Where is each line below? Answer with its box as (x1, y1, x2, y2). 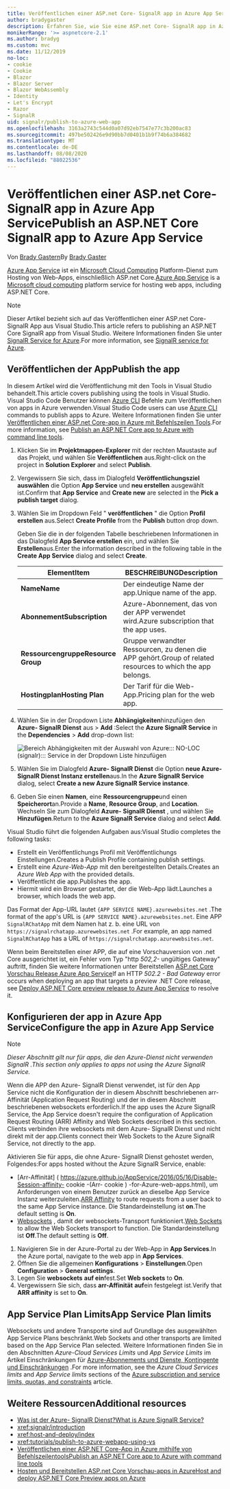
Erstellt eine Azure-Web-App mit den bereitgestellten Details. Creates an (16, 862, 220, 871)
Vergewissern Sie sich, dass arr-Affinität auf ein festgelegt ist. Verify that (16, 1281, 222, 1289)
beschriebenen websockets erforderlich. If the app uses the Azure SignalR (7, 1103, 216, 1111)
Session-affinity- (16, 1180, 65, 1189)
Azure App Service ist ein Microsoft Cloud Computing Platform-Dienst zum (7, 265, 218, 274)
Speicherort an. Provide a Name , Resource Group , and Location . (16, 800, 199, 808)
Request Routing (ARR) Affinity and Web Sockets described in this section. (7, 1117, 217, 1125)
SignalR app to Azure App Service (7, 230, 203, 246)
